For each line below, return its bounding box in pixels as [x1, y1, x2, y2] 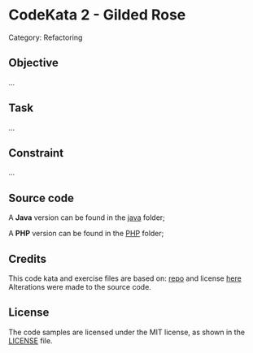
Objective [8, 56, 59, 70]
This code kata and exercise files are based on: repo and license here [8, 273, 242, 283]
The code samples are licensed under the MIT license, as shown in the [8, 327, 246, 337]
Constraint [8, 146, 63, 160]
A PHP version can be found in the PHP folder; [8, 229, 164, 239]
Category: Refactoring [8, 32, 83, 42]
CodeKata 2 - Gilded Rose [8, 6, 186, 24]
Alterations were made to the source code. [8, 282, 152, 291]
